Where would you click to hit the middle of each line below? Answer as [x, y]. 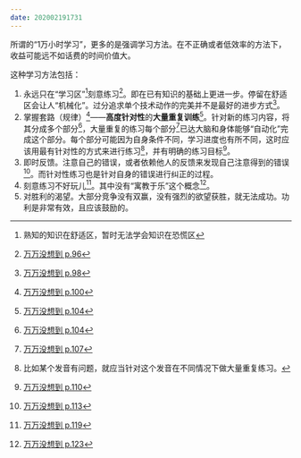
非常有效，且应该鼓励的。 [86, 208]
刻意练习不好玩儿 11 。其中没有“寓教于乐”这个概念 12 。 [119, 184]
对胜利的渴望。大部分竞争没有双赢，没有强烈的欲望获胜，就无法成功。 [152, 197]
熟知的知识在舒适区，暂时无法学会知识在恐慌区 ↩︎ [113, 235]
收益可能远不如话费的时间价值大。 [73, 55]
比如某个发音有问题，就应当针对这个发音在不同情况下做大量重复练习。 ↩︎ [157, 369]
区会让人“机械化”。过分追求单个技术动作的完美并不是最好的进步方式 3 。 [154, 104]
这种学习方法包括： [46, 74]
